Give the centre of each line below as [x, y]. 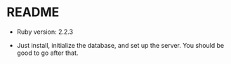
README [33, 12]
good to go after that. [47, 53]
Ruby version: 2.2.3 [45, 32]
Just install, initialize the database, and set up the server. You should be [120, 45]
